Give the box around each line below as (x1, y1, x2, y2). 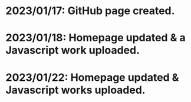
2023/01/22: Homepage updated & (5, 71, 179, 84)
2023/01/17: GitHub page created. (5, 4, 175, 18)
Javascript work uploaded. (5, 44, 140, 57)
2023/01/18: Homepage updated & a (5, 31, 186, 45)
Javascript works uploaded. (5, 83, 146, 97)
